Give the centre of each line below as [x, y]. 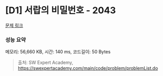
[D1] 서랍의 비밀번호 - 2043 [61, 10]
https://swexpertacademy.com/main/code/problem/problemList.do [88, 68]
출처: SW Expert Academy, [45, 63]
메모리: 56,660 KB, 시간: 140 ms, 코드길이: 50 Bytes [58, 52]
